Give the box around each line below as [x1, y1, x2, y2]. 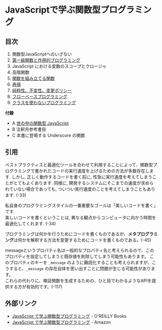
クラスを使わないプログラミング [12, 100, 76, 105]
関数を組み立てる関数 [12, 76, 55, 81]
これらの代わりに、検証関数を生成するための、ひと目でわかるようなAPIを [5, 278, 152, 283]
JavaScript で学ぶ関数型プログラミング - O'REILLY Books [12, 313, 127, 319]
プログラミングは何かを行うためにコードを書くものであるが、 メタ [5, 231, 137, 237]
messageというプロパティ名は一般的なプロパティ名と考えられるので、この [5, 247, 154, 253]
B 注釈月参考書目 [12, 127, 46, 132]
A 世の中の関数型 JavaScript [12, 120, 69, 126]
